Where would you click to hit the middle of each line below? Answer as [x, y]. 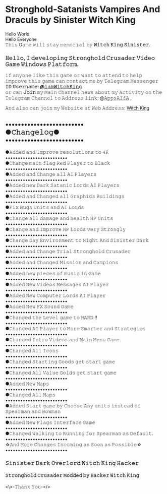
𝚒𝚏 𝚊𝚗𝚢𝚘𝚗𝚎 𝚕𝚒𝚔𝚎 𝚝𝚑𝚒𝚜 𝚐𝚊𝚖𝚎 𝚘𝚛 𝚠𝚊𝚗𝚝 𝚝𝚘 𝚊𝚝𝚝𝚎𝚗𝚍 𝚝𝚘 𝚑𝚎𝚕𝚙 [74, 75]
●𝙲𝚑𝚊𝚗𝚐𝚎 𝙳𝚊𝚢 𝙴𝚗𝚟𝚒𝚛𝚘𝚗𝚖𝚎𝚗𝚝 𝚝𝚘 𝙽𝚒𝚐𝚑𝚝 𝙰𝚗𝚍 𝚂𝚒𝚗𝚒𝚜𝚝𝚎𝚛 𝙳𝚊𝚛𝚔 [77, 240]
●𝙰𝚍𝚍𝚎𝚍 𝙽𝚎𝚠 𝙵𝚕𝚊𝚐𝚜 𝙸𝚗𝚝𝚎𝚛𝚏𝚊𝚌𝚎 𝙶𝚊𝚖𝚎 [50, 422]
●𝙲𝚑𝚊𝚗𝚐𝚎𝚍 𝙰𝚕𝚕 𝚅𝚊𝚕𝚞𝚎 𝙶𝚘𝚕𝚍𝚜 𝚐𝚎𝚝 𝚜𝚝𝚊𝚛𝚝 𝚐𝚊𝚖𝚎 [61, 373]
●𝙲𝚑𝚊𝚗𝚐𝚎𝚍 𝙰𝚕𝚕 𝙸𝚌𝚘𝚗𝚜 [32, 351]
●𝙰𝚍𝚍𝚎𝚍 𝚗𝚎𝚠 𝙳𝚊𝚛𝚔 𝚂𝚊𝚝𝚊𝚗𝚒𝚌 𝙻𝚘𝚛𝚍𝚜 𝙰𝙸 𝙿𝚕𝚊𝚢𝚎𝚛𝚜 [63, 186]
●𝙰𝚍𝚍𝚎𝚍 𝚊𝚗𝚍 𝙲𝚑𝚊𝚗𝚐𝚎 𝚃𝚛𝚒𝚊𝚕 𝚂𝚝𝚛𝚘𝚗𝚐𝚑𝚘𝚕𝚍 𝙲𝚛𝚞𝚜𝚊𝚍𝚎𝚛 [68, 252]
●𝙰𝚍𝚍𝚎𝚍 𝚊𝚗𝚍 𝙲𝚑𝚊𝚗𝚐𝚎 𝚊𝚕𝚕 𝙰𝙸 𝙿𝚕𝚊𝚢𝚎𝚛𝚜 [51, 174]
